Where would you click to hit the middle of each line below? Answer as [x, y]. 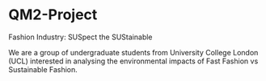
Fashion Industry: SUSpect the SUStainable [80, 37]
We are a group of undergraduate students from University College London [133, 52]
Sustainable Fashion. [43, 69]
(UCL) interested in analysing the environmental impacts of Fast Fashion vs [133, 61]
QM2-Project [53, 15]
